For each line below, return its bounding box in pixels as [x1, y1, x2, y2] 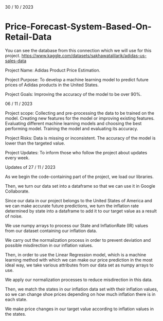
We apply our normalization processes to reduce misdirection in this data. [5, 277, 153, 283]
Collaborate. [5, 188, 30, 194]
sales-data [5, 58, 27, 64]
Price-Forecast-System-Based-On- [5, 21, 152, 32]
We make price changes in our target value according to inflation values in [5, 306, 154, 312]
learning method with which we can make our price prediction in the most [5, 257, 153, 263]
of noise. [5, 213, 23, 219]
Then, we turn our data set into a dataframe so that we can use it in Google [5, 183, 156, 189]
